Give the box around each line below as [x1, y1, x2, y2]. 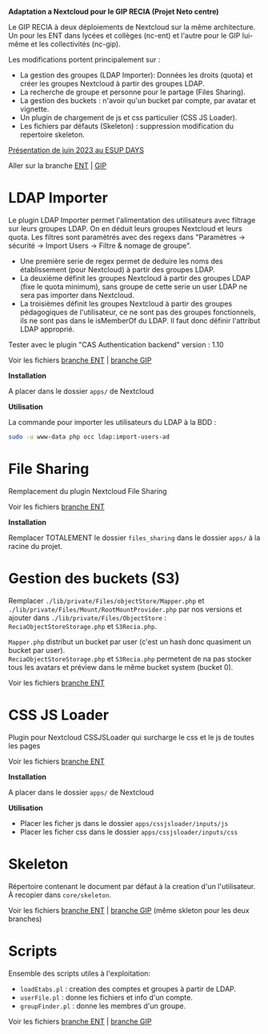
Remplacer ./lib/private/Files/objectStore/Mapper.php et [8, 595, 205, 605]
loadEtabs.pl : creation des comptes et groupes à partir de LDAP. [19, 984, 237, 993]
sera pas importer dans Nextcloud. [19, 290, 134, 299]
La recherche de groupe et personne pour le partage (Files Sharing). [19, 87, 246, 97]
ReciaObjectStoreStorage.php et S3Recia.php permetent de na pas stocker [8, 654, 252, 663]
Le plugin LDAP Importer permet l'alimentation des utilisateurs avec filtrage [8, 215, 256, 225]
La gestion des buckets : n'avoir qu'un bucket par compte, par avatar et [19, 96, 256, 105]
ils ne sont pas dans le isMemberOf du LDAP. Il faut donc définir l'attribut [19, 315, 261, 325]
